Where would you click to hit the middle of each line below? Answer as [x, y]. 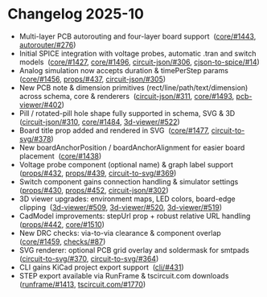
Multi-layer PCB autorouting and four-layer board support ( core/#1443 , [138, 36]
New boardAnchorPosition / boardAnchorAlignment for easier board [132, 147]
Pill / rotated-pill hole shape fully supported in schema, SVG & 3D [127, 113]
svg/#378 [35, 138]
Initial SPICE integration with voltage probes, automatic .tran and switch [138, 53]
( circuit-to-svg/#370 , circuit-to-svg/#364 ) [89, 258]
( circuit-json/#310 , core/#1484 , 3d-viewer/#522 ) [99, 122]
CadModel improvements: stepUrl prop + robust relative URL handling [135, 216]
